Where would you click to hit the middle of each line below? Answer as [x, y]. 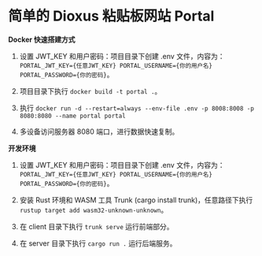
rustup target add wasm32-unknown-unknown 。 [94, 210]
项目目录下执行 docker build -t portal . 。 [90, 91]
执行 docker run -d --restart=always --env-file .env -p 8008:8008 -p [137, 108]
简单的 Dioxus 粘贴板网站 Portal [111, 16]
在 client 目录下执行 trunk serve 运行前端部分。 [97, 226]
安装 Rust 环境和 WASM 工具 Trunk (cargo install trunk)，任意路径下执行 [136, 200]
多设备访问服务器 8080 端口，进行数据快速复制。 [99, 132]
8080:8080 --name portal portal [72, 116]
